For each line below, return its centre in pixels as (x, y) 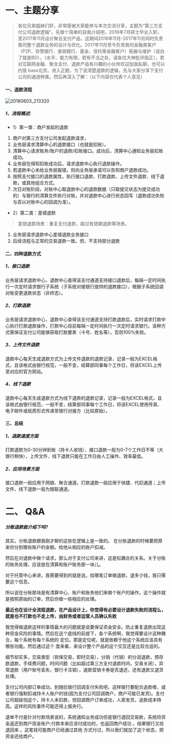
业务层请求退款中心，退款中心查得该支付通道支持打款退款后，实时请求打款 (83, 319)
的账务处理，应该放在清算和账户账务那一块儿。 (54, 565)
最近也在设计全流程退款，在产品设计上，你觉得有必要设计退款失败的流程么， (85, 610)
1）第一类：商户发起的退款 (40, 127)
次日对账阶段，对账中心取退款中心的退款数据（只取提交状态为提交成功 (86, 189)
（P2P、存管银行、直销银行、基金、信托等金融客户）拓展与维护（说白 (91, 51)
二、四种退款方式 (23, 253)
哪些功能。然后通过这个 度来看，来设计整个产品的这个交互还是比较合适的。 (84, 646)
